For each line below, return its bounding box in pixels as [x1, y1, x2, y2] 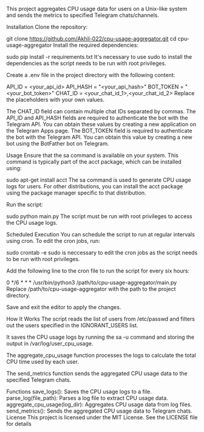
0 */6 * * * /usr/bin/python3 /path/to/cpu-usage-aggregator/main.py [6, 279, 177, 286]
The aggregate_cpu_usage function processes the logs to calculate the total [6, 351, 196, 359]
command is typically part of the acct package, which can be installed [6, 158, 182, 165]
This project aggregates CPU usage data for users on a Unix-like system [6, 5, 188, 12]
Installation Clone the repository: [6, 24, 88, 30]
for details [6, 420, 32, 427]
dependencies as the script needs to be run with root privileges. [6, 60, 167, 67]
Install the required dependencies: [53, 42, 138, 48]
